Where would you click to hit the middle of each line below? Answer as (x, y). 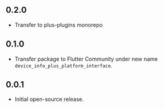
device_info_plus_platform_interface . (63, 65)
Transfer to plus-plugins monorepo (59, 24)
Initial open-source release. (49, 99)
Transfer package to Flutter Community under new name (86, 59)
